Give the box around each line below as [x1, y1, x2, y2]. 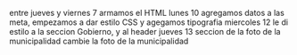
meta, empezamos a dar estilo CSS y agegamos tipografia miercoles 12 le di [9, 17, 288, 27]
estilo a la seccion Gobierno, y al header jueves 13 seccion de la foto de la [9, 27, 281, 36]
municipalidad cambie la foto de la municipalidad [9, 35, 189, 46]
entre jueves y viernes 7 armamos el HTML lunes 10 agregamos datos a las [9, 8, 285, 18]
